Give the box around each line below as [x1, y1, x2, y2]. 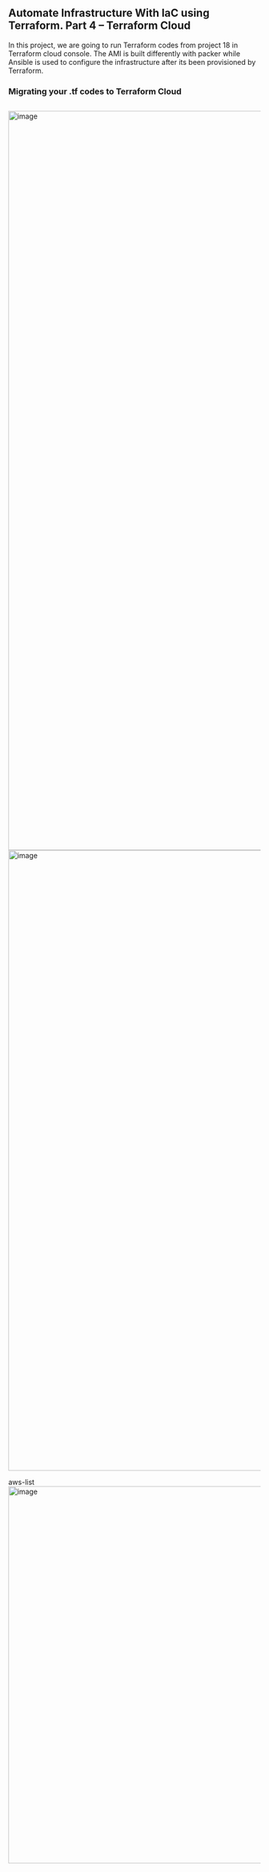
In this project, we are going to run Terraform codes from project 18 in [8, 40, 239, 50]
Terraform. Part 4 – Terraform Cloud [8, 19, 191, 33]
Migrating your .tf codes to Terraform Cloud [8, 86, 182, 97]
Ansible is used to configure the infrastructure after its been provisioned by [8, 57, 256, 67]
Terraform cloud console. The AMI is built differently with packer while [8, 48, 241, 58]
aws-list [8, 1478, 34, 1487]
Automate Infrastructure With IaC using [8, 6, 210, 20]
